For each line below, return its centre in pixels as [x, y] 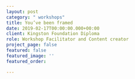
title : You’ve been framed [40, 23]
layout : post [22, 12]
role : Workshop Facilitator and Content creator [67, 39]
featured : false [26, 50]
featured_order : [26, 61]
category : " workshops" [36, 17]
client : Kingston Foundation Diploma [53, 34]
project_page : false [32, 45]
